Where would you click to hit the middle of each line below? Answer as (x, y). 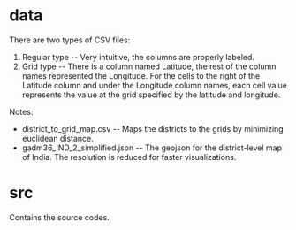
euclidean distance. (58, 138)
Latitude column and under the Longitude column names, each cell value (154, 85)
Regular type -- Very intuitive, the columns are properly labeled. (138, 57)
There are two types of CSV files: (70, 40)
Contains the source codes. (60, 217)
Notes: (21, 111)
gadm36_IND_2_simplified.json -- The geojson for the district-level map (152, 148)
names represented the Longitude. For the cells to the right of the (141, 75)
